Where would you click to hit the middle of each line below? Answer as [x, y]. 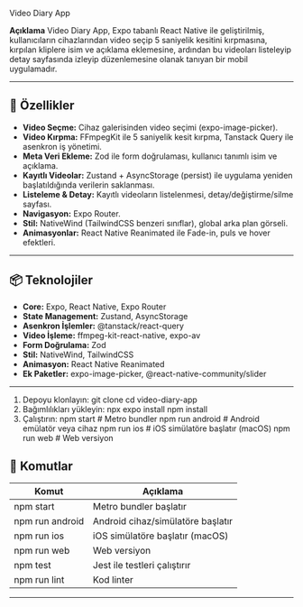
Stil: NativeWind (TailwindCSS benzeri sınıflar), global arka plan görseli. [155, 223]
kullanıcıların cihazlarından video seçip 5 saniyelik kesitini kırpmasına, [138, 40]
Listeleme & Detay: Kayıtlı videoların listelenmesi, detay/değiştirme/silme [158, 194]
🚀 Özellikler [42, 106]
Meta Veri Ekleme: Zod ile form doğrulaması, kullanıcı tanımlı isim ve [150, 156]
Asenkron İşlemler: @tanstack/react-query [103, 326]
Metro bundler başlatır [140, 507]
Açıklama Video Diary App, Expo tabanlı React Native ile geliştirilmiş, [137, 30]
